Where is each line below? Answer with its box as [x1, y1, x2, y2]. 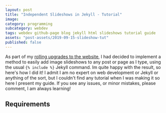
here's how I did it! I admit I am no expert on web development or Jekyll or [5, 69, 158, 75]
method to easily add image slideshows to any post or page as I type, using [5, 58, 161, 65]
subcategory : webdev [5, 26, 49, 31]
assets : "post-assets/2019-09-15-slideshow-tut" [5, 35, 109, 40]
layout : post [5, 7, 33, 12]
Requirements [5, 100, 50, 108]
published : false [5, 40, 42, 45]
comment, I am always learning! [5, 85, 71, 91]
